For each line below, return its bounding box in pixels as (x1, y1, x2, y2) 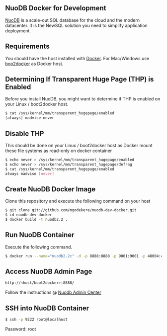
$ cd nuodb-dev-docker (5, 212, 52, 218)
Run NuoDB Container (5, 231, 75, 239)
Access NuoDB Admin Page (5, 267, 92, 276)
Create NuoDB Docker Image (5, 185, 96, 193)
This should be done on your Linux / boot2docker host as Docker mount (5, 143, 153, 148)
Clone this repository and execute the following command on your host (5, 198, 151, 204)
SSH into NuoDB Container (5, 304, 89, 312)
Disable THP (5, 129, 44, 138)
